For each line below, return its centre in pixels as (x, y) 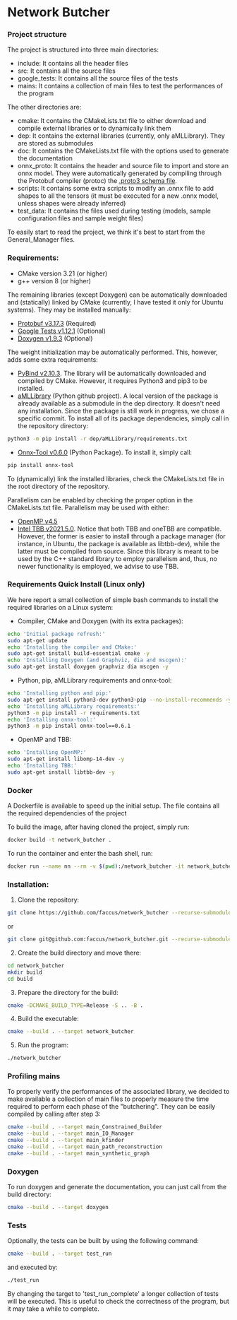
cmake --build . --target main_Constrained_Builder (85, 1127)
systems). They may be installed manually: (69, 310)
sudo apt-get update (38, 640)
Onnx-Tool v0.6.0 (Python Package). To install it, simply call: (105, 452)
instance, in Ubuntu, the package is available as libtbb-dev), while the (119, 543)
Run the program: (43, 1045)
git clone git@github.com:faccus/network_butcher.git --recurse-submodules (121, 939)
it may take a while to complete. (54, 1309)
